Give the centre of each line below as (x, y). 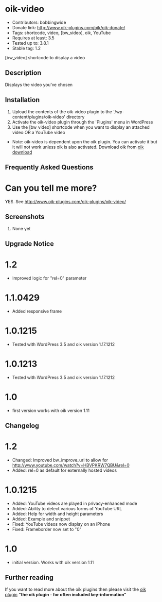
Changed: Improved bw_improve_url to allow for (60, 460)
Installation (22, 100)
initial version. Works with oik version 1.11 (53, 562)
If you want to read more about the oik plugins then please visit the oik (76, 589)
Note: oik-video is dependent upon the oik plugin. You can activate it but (84, 141)
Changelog (22, 426)
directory (75, 117)
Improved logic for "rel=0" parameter (49, 278)
